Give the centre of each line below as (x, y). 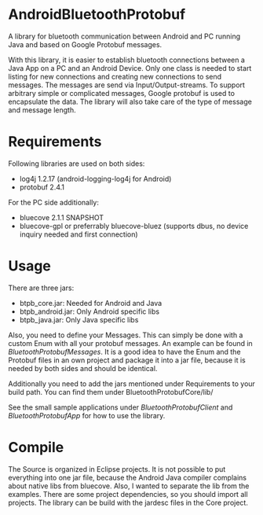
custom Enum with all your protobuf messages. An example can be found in (130, 343)
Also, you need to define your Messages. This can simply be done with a (126, 335)
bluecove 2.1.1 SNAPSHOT (62, 217)
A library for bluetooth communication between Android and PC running (124, 36)
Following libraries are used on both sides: (77, 164)
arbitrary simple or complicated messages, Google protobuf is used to (122, 93)
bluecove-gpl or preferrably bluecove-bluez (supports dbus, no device (134, 226)
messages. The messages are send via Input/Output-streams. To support (127, 85)
